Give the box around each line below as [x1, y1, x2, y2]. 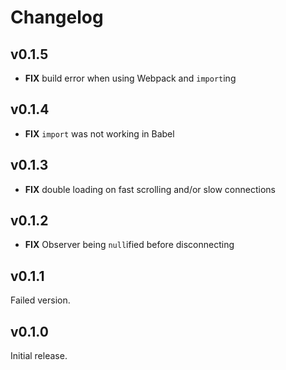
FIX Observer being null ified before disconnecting [24, 239, 235, 251]
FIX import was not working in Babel [24, 127, 175, 140]
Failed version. [10, 294, 71, 306]
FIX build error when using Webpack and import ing [24, 72, 237, 84]
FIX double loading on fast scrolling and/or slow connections [24, 183, 276, 195]
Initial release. [10, 350, 68, 362]
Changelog [10, 6, 104, 29]
